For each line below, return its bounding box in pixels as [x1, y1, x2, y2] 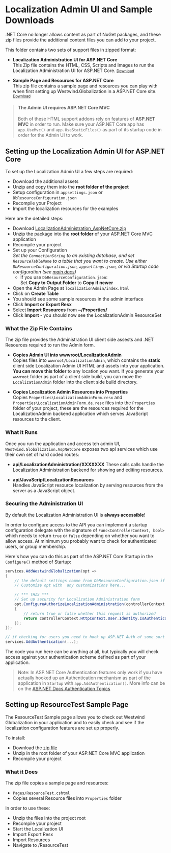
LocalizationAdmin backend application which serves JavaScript [12, 410, 149, 417]
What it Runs [5, 429, 38, 436]
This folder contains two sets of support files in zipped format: [5, 47, 136, 53]
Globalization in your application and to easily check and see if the [5, 719, 145, 725]
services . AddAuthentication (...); [5, 639, 79, 644]
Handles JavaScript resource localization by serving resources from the [12, 482, 163, 488]
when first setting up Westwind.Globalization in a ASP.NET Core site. [12, 88, 157, 94]
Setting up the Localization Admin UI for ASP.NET [5, 147, 165, 155]
